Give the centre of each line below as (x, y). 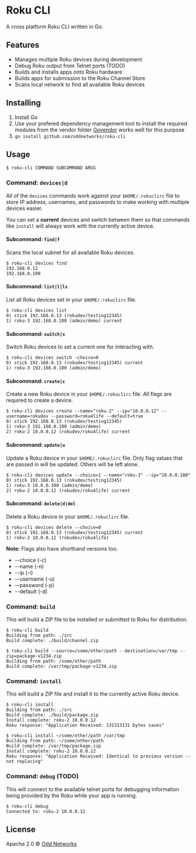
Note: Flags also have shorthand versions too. (62, 548)
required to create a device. (40, 400)
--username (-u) (34, 579)
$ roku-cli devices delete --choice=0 (54, 527)
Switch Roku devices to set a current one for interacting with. (80, 347)
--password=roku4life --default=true (97, 416)
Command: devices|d (37, 183)
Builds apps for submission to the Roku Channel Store (80, 78)
